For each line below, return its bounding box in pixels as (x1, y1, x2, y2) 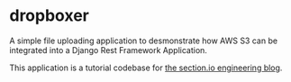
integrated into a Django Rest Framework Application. (9, 44, 207, 55)
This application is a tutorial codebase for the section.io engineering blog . (9, 62, 283, 73)
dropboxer (9, 5, 90, 26)
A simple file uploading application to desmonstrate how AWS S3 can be (9, 35, 277, 46)
